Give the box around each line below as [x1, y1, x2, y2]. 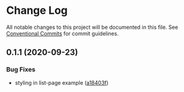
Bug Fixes [6, 66, 36, 74]
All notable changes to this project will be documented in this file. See [6, 23, 179, 31]
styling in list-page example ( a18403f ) [14, 79, 109, 86]
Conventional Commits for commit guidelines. [6, 29, 119, 37]
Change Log [6, 4, 68, 17]
